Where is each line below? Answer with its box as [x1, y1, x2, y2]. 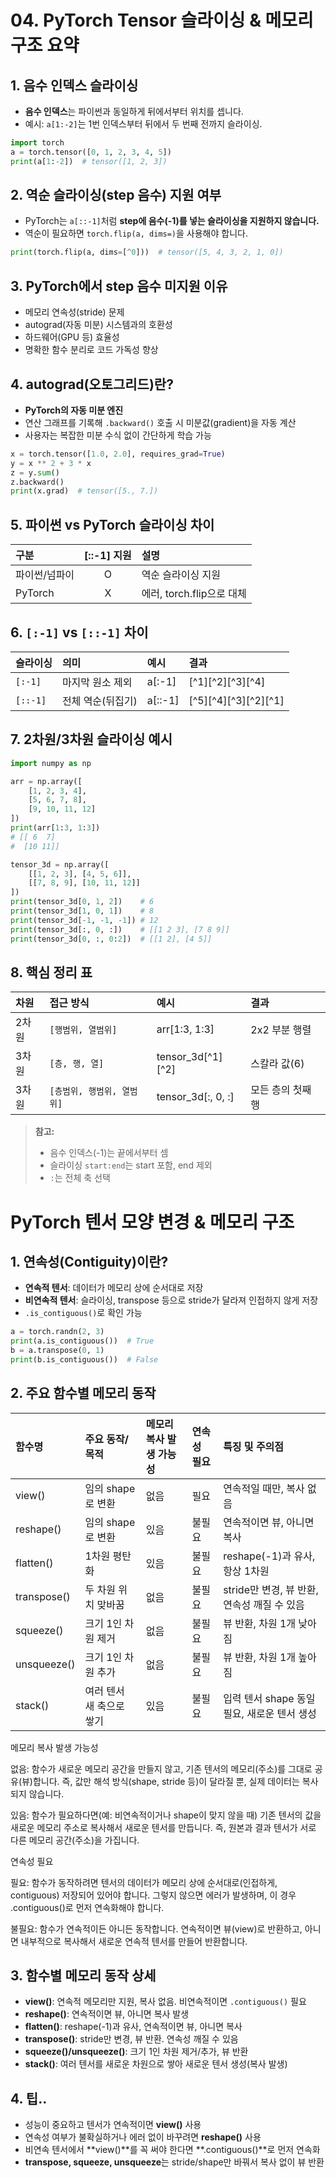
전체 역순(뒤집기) [61, 694, 138, 708]
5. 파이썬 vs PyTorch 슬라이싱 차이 [10, 516, 215, 533]
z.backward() [10, 477, 65, 487]
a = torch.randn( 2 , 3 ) [10, 1327, 105, 1337]
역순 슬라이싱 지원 [141, 568, 221, 582]
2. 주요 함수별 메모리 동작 [10, 1385, 157, 1402]
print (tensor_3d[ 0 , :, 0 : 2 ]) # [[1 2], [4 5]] [10, 934, 213, 944]
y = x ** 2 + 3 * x [10, 458, 92, 468]
